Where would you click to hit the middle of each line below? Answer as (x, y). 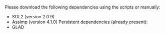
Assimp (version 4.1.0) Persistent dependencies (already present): (80, 22)
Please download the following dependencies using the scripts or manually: (82, 7)
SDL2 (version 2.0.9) (33, 17)
